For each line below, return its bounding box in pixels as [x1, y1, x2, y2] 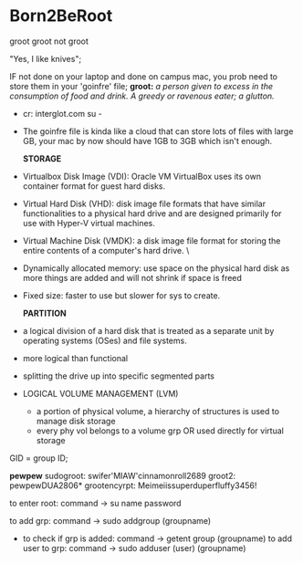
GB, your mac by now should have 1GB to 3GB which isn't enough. [22, 135, 273, 146]
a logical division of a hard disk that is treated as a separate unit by [22, 325, 275, 336]
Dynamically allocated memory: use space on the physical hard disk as [22, 262, 290, 274]
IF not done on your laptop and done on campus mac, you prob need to [9, 70, 278, 82]
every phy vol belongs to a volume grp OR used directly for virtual [36, 425, 285, 436]
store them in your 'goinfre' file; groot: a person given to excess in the [9, 80, 274, 91]
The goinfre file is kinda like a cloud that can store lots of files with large [22, 125, 294, 137]
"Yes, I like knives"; [9, 53, 82, 64]
